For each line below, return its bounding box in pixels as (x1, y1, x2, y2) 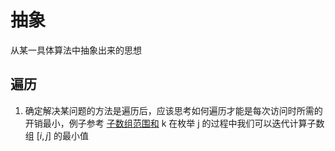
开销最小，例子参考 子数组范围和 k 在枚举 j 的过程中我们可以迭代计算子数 (24, 117, 325, 129)
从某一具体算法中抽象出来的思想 (10, 44, 142, 56)
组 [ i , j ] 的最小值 (24, 129, 90, 141)
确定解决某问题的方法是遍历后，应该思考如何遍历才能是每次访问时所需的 (24, 104, 323, 116)
